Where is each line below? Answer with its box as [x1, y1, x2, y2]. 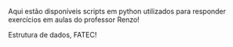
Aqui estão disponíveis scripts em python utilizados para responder [8, 7, 226, 16]
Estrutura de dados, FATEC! [8, 31, 97, 39]
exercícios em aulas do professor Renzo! [8, 15, 140, 24]
